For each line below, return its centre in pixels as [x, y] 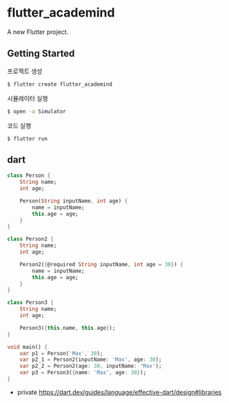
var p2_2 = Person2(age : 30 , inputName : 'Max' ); [91, 366]
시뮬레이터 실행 [28, 98]
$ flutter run [28, 139]
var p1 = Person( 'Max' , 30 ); [61, 353]
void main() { [28, 347]
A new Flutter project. [38, 32]
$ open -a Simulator [37, 111]
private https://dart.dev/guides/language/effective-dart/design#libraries [119, 392]
